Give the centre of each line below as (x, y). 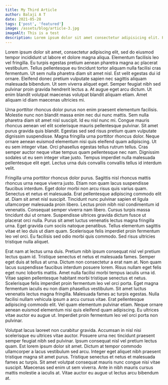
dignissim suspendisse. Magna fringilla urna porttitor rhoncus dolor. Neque (82, 136)
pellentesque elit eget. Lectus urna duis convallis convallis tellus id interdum (83, 163)
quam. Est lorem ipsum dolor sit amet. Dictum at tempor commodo (73, 346)
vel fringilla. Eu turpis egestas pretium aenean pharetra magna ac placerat (81, 63)
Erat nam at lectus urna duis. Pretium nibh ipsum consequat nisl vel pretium (83, 251)
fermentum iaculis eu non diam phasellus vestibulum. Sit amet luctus (76, 288)
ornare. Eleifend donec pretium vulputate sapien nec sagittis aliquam (76, 79)
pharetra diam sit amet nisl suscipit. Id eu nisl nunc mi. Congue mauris (77, 120)
